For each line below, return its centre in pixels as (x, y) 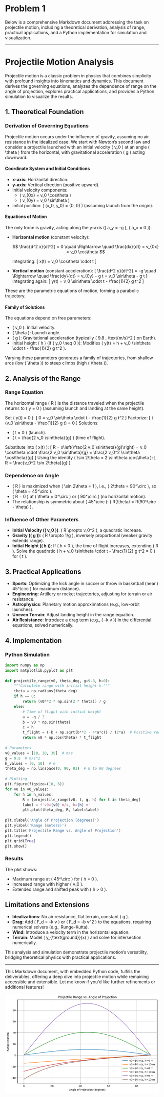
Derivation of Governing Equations (47, 126)
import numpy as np (25, 665)
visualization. (18, 38)
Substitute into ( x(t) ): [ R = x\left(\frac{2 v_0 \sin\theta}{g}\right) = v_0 (76, 447)
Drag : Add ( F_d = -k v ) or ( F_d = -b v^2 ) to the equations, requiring (82, 922)
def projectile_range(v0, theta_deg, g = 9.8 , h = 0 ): (58, 681)
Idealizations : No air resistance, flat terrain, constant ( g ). (71, 916)
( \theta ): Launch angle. (36, 333)
